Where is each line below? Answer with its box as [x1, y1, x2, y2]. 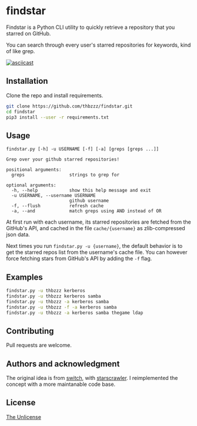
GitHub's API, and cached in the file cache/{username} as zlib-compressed [6, 225, 185, 232]
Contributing [6, 326, 54, 336]
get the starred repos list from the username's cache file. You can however [6, 249, 188, 256]
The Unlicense [6, 413, 41, 420]
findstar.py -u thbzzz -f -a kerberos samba [6, 304, 117, 310]
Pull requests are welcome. [6, 342, 72, 349]
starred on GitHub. [6, 30, 51, 37]
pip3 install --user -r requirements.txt [6, 114, 109, 120]
